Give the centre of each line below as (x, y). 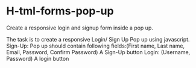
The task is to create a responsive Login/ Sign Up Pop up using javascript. (98, 39)
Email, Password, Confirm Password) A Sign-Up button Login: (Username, (98, 52)
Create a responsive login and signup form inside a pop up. (80, 28)
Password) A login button (38, 58)
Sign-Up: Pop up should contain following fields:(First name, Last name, (96, 46)
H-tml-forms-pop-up (60, 11)
